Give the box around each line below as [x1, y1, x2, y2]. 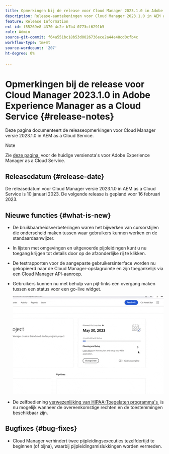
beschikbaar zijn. [12, 410, 48, 416]
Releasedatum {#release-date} [5, 172, 105, 181]
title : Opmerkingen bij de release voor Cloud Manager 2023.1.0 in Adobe [5, 8, 163, 13]
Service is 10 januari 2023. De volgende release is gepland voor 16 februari [5, 191, 160, 197]
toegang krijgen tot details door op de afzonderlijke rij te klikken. [12, 250, 146, 257]
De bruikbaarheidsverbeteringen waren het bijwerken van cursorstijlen [12, 225, 159, 231]
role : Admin [5, 29, 30, 35]
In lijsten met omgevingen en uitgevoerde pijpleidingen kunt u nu [12, 245, 147, 251]
